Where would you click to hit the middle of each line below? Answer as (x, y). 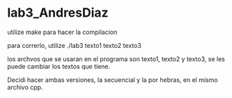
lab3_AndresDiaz (58, 13)
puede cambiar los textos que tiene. (59, 66)
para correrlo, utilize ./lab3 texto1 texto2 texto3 (74, 45)
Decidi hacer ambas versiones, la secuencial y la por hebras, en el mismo (113, 80)
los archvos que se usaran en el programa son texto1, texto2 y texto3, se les (116, 59)
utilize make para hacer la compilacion (62, 32)
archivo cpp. (25, 87)
